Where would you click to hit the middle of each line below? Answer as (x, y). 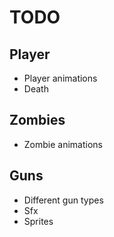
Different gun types (63, 200)
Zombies (37, 120)
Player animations (60, 78)
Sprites (38, 221)
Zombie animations (63, 144)
